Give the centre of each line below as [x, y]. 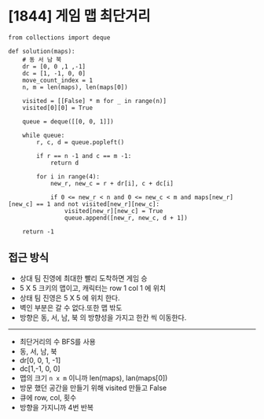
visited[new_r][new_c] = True [114, 211]
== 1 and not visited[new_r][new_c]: [98, 204]
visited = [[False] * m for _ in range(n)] [95, 101]
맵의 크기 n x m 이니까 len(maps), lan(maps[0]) [93, 377]
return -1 [38, 232]
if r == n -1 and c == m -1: [84, 156]
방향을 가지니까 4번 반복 [57, 407]
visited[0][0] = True [57, 108]
